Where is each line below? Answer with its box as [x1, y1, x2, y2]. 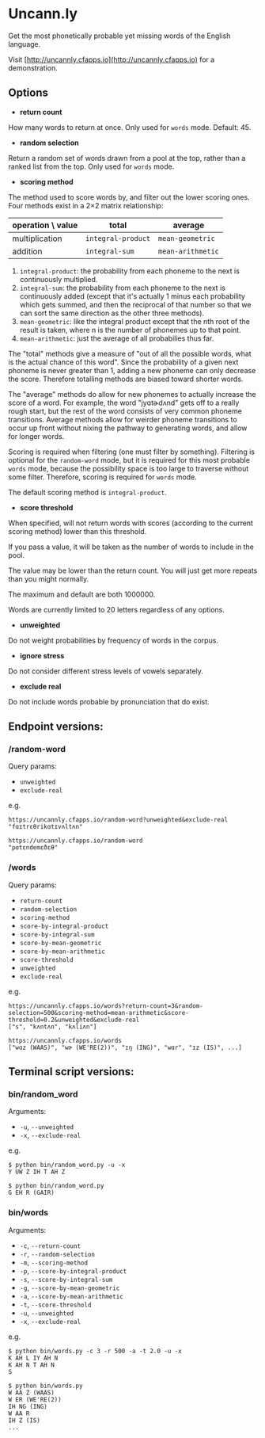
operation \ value [12, 219, 78, 231]
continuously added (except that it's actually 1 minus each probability [19, 291, 245, 301]
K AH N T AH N [8, 1360, 55, 1369]
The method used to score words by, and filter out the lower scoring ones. [8, 192, 251, 202]
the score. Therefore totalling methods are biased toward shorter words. [8, 374, 244, 383]
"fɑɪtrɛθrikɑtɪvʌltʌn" [8, 823, 83, 831]
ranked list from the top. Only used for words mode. [8, 162, 175, 171]
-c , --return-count [19, 1241, 81, 1250]
